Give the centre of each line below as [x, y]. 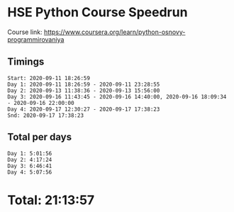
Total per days [40, 137]
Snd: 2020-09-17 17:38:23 [45, 115]
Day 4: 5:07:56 [30, 172]
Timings [26, 62]
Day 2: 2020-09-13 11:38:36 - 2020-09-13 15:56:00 [84, 90]
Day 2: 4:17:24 [30, 160]
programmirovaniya [36, 39]
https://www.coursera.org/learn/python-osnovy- [115, 32]
